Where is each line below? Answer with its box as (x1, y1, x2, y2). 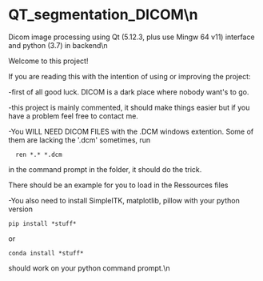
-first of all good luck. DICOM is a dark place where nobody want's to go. (8, 86, 249, 97)
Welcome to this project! (8, 56, 89, 66)
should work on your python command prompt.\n (8, 263, 170, 273)
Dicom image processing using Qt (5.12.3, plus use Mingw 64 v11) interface (8, 32, 255, 42)
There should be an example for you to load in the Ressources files (8, 180, 229, 190)
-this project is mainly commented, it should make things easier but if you (8, 102, 250, 112)
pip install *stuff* (8, 219, 78, 227)
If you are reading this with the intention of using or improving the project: (8, 71, 251, 81)
